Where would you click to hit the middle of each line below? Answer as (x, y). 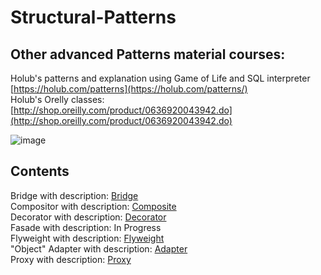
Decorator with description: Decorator (88, 217)
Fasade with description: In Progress (86, 227)
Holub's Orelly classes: (57, 99)
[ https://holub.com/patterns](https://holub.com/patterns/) (129, 89)
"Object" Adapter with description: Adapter (99, 248)
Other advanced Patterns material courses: (148, 54)
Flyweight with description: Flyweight (87, 238)
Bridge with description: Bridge (74, 195)
